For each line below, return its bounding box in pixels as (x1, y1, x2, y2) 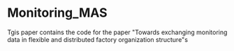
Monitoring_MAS (7, 5, 108, 21)
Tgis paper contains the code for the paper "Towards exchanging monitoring (7, 28, 228, 36)
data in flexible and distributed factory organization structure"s (7, 35, 189, 43)
